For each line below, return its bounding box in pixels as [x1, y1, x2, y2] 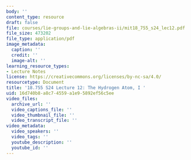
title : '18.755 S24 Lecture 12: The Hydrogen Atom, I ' [6, 85, 146, 91]
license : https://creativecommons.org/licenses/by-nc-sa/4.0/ [6, 74, 162, 80]
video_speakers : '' [11, 128, 59, 135]
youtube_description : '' [11, 139, 72, 145]
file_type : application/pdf [6, 36, 75, 42]
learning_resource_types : [6, 63, 69, 69]
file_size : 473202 [6, 30, 51, 36]
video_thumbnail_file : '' [11, 112, 75, 118]
